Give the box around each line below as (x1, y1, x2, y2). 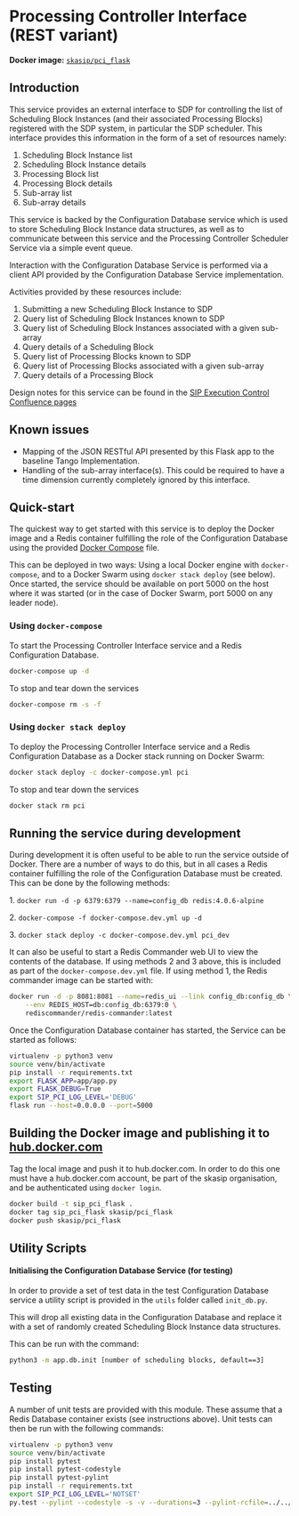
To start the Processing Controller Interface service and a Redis (9, 640, 242, 650)
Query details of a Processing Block (21, 369, 154, 380)
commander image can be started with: (9, 975, 154, 986)
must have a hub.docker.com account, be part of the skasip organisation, (9, 1173, 278, 1183)
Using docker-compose (9, 620, 103, 633)
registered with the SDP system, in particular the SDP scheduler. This (9, 123, 263, 133)
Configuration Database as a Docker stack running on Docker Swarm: (9, 750, 265, 762)
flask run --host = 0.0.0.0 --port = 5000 (9, 1101, 153, 1110)
